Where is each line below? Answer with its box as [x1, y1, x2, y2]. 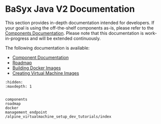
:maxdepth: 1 [5, 84, 32, 89]
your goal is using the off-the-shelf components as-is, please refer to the [5, 25, 154, 31]
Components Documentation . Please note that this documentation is [5, 30, 144, 36]
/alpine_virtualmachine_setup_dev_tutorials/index [5, 114, 112, 119]
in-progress [5, 35, 29, 41]
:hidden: [5, 80, 23, 85]
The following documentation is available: [5, 45, 90, 51]
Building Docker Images [12, 65, 61, 71]
